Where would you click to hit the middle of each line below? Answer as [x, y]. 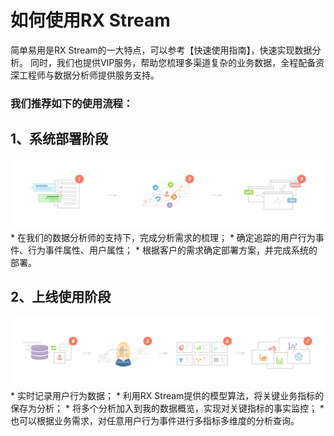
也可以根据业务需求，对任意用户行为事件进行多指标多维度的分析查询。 [155, 420]
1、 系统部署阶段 [59, 139]
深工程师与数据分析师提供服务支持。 [85, 75]
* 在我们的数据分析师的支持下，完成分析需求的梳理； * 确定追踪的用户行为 [163, 237]
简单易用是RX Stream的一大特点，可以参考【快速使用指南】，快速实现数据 [161, 50]
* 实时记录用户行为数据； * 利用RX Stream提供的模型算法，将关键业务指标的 [167, 395]
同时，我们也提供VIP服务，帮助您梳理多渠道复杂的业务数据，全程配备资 [177, 62]
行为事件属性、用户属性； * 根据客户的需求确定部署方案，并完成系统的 [172, 250]
